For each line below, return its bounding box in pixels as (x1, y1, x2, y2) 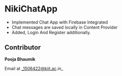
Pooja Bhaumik (4, 56, 35, 62)
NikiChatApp (4, 3, 58, 14)
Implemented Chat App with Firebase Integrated (11, 19, 108, 25)
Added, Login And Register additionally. (11, 29, 91, 35)
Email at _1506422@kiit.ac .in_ (4, 65, 64, 71)
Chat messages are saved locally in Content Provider (11, 24, 118, 30)
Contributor (4, 43, 41, 51)
